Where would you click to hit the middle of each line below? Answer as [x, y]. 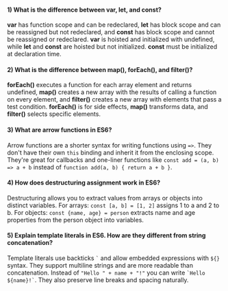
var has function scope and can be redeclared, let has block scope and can [114, 25]
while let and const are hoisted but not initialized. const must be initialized [112, 47]
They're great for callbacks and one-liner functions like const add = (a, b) [113, 160]
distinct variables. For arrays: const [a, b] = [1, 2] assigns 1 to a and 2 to [113, 205]
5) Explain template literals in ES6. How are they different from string [106, 235]
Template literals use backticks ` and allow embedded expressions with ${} [114, 258]
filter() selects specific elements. [54, 114]
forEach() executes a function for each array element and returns [100, 85]
